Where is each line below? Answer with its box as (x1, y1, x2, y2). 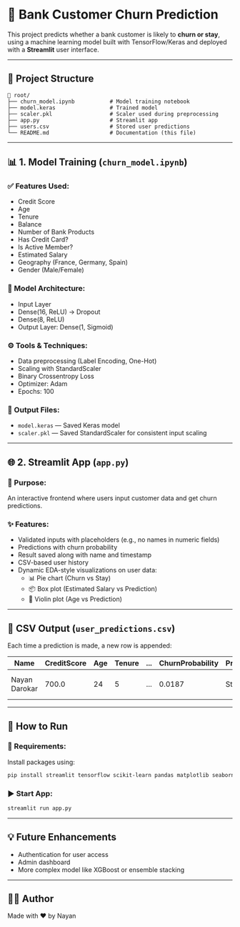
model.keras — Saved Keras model (17, 421, 120, 430)
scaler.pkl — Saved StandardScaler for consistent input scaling (17, 429, 207, 437)
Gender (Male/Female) (17, 266, 84, 274)
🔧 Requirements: (7, 741, 66, 751)
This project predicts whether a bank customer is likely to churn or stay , (7, 30, 220, 39)
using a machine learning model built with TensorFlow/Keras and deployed (7, 37, 227, 46)
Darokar (11, 684, 38, 694)
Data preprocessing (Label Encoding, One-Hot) (17, 357, 157, 365)
